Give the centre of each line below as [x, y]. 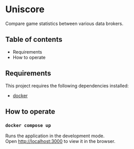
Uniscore [25, 9]
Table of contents [34, 40]
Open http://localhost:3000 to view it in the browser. [60, 141]
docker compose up [28, 125]
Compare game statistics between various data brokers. [64, 23]
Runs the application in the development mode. [55, 136]
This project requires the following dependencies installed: [67, 86]
